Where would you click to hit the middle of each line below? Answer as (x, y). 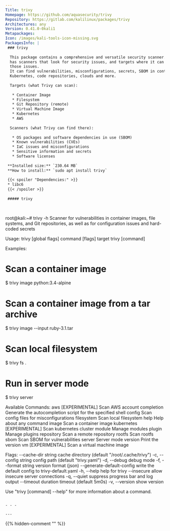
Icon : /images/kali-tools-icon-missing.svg (52, 39)
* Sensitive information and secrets (52, 152)
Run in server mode (47, 383)
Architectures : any (26, 24)
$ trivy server (19, 397)
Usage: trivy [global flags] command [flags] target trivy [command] (75, 239)
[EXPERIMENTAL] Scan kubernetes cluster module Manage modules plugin (84, 429)
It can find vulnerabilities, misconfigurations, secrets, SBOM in (82, 72)
